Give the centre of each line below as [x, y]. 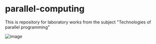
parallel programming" [27, 27]
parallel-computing [45, 9]
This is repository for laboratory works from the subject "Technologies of [78, 22]
